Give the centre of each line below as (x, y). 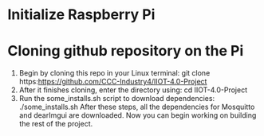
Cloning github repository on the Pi (126, 51)
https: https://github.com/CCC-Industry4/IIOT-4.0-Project (113, 82)
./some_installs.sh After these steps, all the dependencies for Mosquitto (137, 107)
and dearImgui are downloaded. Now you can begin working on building (138, 115)
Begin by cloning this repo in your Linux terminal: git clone (114, 73)
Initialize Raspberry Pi (81, 15)
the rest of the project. (56, 124)
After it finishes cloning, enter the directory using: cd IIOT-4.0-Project (133, 90)
